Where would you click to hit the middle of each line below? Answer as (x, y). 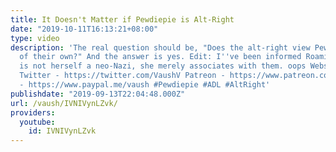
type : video (35, 38)
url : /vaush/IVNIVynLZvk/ (64, 103)
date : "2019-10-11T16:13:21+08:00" (84, 29)
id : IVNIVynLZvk (62, 131)
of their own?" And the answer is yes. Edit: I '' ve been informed (160, 57)
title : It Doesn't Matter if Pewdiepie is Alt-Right (122, 19)
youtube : (37, 122)
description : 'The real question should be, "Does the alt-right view (160, 47)
